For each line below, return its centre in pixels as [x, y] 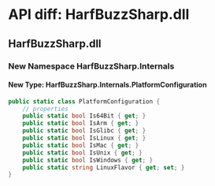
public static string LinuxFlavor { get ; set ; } [104, 167]
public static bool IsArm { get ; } [81, 124]
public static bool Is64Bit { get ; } [84, 116]
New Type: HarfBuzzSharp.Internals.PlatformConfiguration [107, 85]
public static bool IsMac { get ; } [81, 145]
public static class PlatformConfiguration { [84, 101]
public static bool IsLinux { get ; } [84, 138]
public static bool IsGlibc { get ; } [84, 131]
